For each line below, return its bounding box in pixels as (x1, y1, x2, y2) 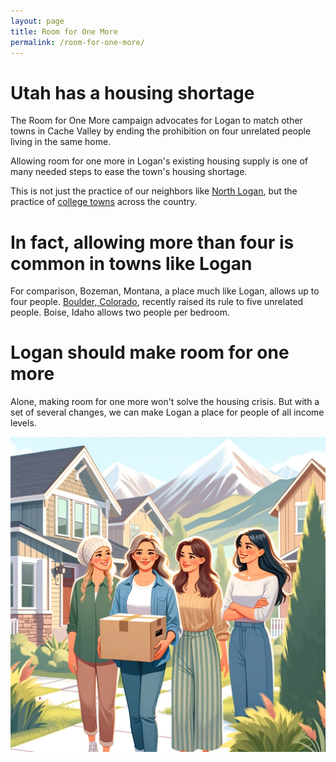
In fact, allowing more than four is (10, 231, 295, 254)
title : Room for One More (10, 26, 118, 37)
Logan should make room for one (10, 341, 290, 364)
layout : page (10, 16, 65, 26)
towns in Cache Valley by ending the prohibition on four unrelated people (10, 125, 312, 137)
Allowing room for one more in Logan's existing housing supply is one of (10, 155, 309, 167)
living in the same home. (10, 136, 112, 148)
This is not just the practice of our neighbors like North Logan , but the (10, 185, 298, 197)
